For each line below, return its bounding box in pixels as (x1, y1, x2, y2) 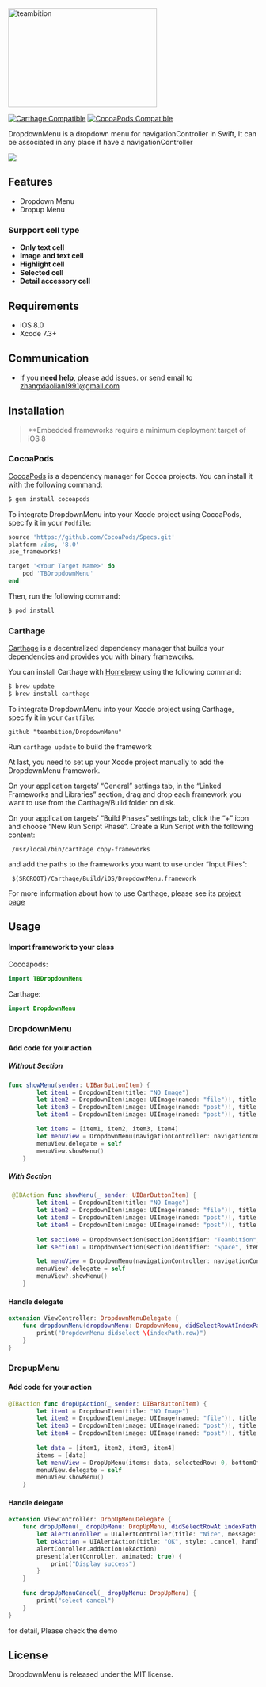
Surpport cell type (8, 224, 80, 235)
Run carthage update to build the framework (8, 741, 152, 752)
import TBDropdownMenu (8, 975, 83, 983)
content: (8, 830, 36, 840)
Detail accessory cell (19, 277, 91, 286)
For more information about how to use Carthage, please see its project (8, 888, 241, 898)
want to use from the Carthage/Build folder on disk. (8, 798, 176, 807)
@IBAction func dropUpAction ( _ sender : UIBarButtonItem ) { (8, 1399, 207, 1408)
